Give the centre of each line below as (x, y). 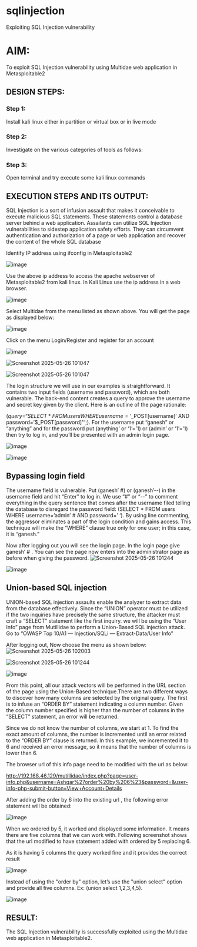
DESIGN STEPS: (36, 92)
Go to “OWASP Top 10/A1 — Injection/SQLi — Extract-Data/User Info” (90, 633)
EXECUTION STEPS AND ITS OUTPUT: (77, 196)
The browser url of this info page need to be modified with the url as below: (98, 764)
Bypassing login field (46, 476)
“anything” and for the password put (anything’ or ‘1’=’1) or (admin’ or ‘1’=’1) (97, 428)
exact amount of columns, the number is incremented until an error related (96, 734)
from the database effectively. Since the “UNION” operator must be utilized (97, 608)
